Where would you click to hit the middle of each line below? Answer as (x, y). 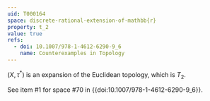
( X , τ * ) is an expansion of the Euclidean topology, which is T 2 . (97, 75)
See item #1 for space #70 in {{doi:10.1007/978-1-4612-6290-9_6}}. (105, 90)
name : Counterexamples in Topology (72, 54)
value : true (25, 34)
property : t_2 (28, 27)
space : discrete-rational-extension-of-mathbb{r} (82, 20)
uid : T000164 (27, 14)
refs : (15, 40)
